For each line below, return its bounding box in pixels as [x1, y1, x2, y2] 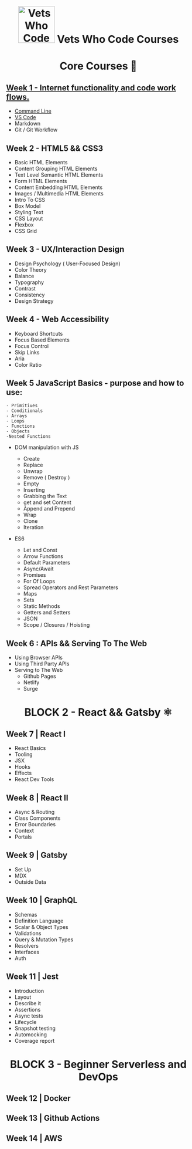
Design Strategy [14, 297, 54, 305]
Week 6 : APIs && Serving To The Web [6, 638, 148, 648]
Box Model [14, 202, 41, 209]
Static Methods [23, 603, 60, 610]
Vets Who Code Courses [57, 33, 179, 46]
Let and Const [23, 546, 57, 554]
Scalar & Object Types [14, 923, 68, 930]
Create [23, 455, 40, 462]
